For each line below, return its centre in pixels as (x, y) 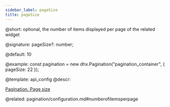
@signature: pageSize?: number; (39, 44)
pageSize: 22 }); (22, 69)
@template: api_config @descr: (38, 79)
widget (12, 34)
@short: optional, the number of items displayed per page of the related (80, 29)
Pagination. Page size (28, 89)
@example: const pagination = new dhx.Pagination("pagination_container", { (85, 64)
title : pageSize (22, 15)
